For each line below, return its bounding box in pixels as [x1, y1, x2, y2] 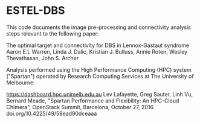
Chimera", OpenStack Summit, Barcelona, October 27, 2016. [6, 103, 155, 110]
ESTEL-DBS [6, 4, 65, 17]
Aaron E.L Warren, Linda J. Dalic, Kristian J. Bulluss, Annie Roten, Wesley [6, 48, 188, 55]
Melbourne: [6, 79, 35, 86]
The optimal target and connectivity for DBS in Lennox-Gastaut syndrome [6, 42, 189, 49]
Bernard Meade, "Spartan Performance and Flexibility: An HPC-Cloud [6, 97, 179, 104]
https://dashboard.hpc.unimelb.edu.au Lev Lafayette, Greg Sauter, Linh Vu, [6, 90, 193, 98]
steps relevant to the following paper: [6, 30, 99, 37]
